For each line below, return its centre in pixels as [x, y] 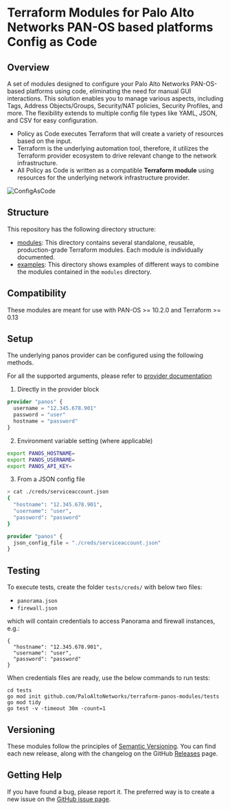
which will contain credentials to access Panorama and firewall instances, [111, 621]
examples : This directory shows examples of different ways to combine [118, 264]
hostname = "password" [46, 421]
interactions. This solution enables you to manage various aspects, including [115, 98]
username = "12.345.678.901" [55, 408]
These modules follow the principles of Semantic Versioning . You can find [112, 746]
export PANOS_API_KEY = [39, 466]
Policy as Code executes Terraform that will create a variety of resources [120, 134]
